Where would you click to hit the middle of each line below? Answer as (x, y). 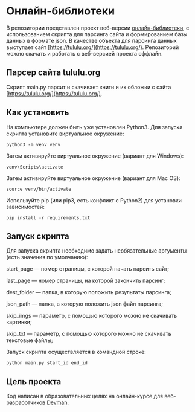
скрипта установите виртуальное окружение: (65, 134)
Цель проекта (34, 381)
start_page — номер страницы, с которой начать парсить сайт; (88, 269)
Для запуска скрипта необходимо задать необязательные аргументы (97, 251)
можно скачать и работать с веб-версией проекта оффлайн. (85, 53)
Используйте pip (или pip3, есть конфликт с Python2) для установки (94, 200)
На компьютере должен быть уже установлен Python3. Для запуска (94, 127)
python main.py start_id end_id (47, 363)
